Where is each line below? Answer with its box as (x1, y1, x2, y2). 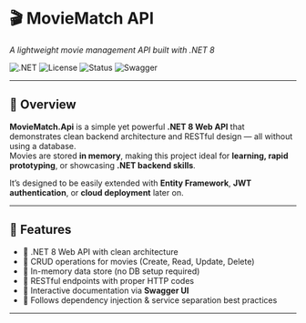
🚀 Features (9, 222, 72, 237)
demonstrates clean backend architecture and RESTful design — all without (9, 130, 293, 142)
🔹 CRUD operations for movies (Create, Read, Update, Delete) (22, 256, 255, 267)
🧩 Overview (9, 97, 76, 113)
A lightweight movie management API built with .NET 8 (9, 44, 216, 56)
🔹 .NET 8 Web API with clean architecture (22, 246, 179, 257)
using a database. (9, 140, 76, 151)
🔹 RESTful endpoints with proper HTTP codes (22, 275, 194, 286)
